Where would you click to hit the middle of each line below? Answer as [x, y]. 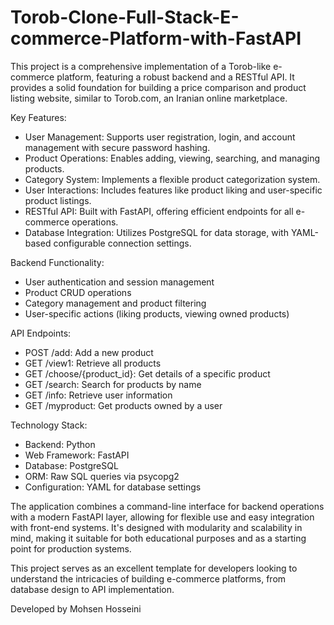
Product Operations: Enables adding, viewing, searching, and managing [172, 158]
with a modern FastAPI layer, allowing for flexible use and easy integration [162, 517]
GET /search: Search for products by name [113, 384]
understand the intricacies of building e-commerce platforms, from [148, 578]
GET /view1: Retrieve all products [93, 363]
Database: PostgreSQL [71, 465]
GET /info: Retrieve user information [98, 395]
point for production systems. [71, 548]
